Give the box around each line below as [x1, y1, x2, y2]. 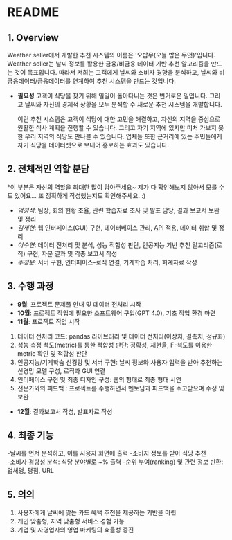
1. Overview [7, 32, 59, 44]
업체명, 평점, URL [7, 467, 54, 475]
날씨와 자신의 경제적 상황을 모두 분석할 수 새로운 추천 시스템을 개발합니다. [24, 100, 223, 108]
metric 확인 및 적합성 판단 [17, 349, 88, 357]
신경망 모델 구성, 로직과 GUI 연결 [17, 366, 106, 375]
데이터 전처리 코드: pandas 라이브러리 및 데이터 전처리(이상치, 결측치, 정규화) [17, 332, 226, 340]
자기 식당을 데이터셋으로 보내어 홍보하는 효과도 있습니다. [17, 141, 170, 149]
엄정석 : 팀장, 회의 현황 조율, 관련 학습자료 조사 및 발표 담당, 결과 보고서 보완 [17, 206, 220, 215]
